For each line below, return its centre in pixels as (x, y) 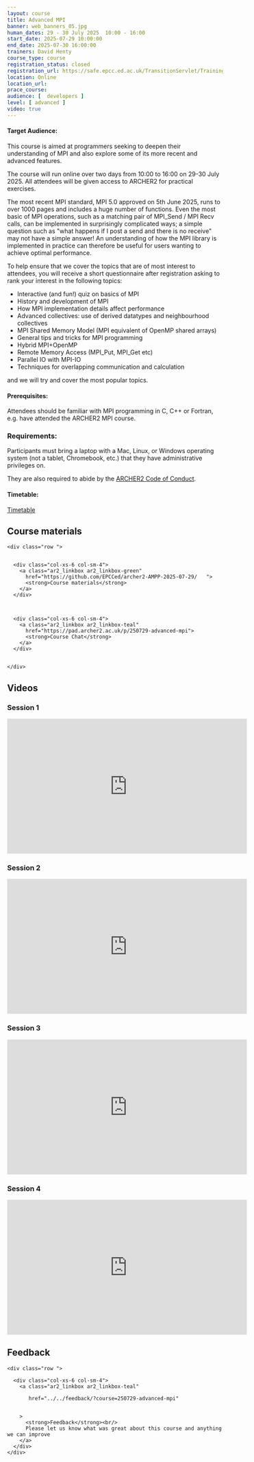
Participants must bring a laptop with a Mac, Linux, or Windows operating (111, 451)
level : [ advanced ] (37, 103)
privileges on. (26, 465)
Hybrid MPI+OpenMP (47, 345)
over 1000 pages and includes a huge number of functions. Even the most (111, 209)
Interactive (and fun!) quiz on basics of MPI (78, 294)
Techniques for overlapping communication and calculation (101, 367)
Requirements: (32, 436)
